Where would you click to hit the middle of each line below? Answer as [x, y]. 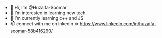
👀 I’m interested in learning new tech [48, 13]
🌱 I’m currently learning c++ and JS [47, 18]
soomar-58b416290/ [31, 31]
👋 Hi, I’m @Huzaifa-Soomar [38, 8]
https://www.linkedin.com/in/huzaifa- [118, 24]
